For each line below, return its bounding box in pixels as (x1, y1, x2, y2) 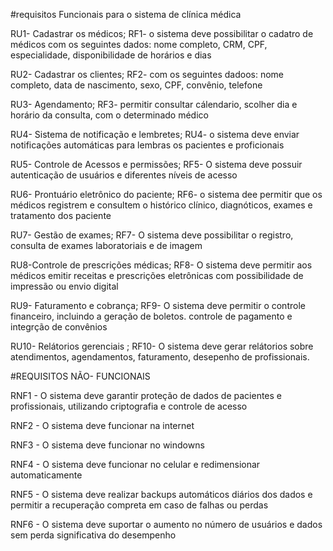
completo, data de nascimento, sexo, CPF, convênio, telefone (10, 79, 263, 91)
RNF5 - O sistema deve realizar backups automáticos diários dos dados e (10, 489, 313, 500)
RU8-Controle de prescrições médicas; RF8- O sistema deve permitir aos (10, 259, 313, 271)
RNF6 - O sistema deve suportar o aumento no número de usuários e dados (10, 519, 323, 530)
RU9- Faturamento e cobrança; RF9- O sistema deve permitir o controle (10, 300, 306, 311)
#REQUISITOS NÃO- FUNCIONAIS (10, 370, 151, 382)
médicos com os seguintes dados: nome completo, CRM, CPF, (10, 39, 268, 50)
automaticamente (10, 469, 83, 481)
